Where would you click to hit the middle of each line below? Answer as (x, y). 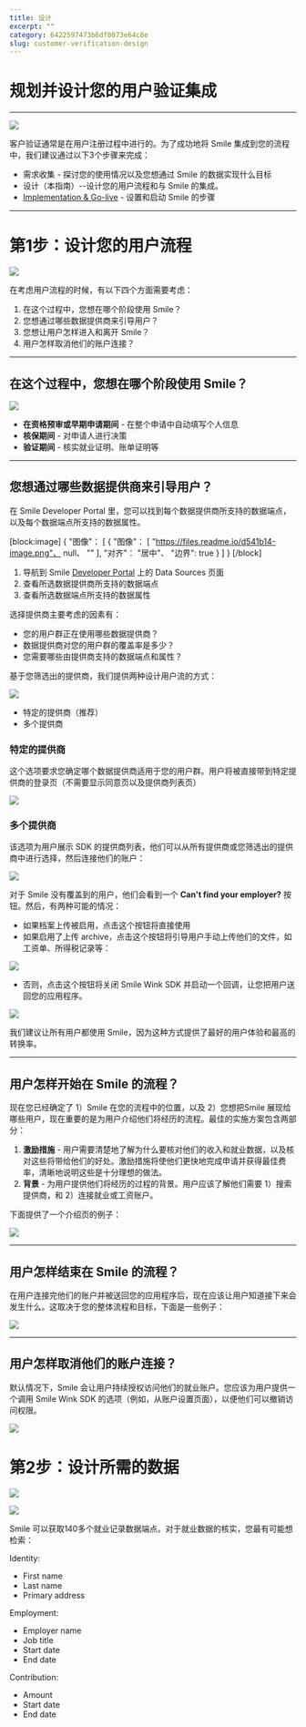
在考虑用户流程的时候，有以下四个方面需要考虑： (101, 290)
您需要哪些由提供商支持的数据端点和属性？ (102, 656)
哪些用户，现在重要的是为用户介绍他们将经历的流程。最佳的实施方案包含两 (149, 1119)
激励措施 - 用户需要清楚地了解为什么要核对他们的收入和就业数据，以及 (154, 1150)
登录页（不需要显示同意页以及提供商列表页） (117, 782)
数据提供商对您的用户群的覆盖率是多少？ (98, 645)
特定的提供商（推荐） (62, 712)
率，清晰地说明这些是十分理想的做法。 (94, 1172)
